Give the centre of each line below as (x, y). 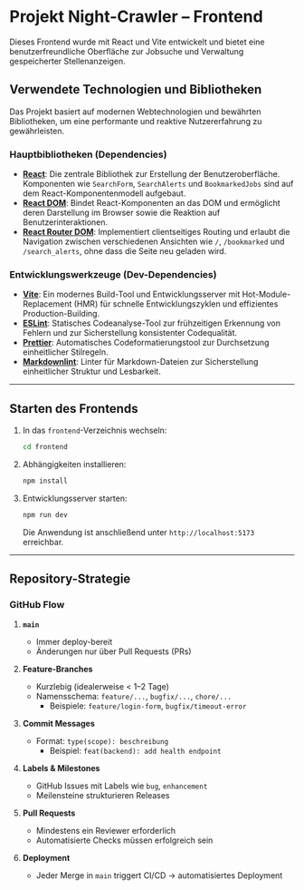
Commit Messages (58, 724)
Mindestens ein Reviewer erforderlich (106, 831)
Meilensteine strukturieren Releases (103, 796)
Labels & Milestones (61, 768)
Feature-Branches (57, 670)
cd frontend (45, 447)
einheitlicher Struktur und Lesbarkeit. (91, 372)
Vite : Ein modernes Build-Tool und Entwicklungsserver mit (131, 294)
